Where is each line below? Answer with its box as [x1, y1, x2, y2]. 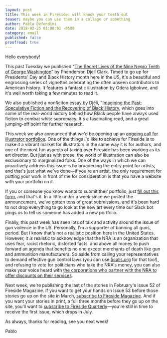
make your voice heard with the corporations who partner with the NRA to [5, 267, 157, 273]
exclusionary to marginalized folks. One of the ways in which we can [5, 157, 146, 163]
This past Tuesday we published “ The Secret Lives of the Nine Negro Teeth [5, 63, 160, 69]
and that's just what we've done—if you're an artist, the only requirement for [5, 168, 162, 174]
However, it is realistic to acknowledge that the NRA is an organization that [5, 235, 158, 241]
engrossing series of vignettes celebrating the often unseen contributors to [5, 79, 160, 85]
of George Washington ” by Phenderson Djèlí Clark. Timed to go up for [5, 69, 149, 75]
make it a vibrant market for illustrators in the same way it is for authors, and [5, 141, 162, 147]
